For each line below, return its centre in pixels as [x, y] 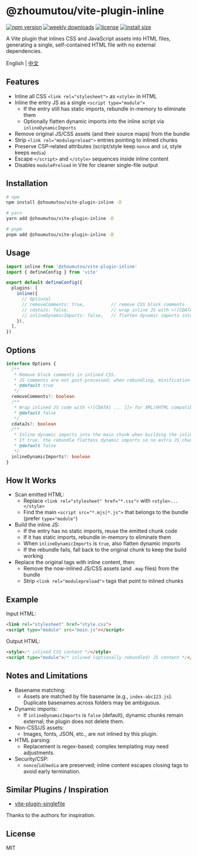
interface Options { [31, 364]
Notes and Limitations [47, 676]
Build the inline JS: [37, 525]
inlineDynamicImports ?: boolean [51, 457]
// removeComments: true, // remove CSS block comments [103, 304]
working [33, 556]
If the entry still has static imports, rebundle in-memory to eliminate [104, 109]
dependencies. [24, 51]
